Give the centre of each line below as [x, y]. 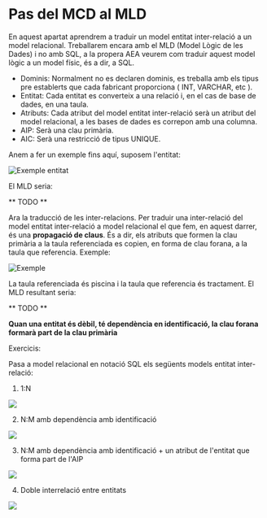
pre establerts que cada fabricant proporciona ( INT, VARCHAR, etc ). [136, 87]
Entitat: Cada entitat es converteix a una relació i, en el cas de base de [138, 95]
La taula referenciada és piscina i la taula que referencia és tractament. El [131, 283]
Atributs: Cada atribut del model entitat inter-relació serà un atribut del [138, 113]
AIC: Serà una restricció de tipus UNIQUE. [90, 138]
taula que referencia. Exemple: [60, 252]
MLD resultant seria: [42, 292]
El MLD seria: [31, 186]
